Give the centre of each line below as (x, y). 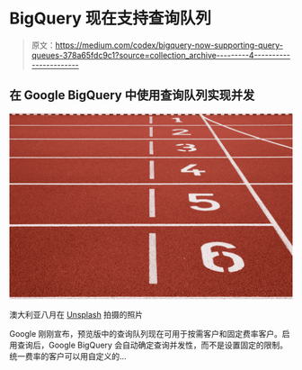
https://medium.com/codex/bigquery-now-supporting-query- (169, 45)
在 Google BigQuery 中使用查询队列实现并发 (132, 95)
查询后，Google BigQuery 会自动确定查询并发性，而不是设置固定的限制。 (152, 345)
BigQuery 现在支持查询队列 (110, 18)
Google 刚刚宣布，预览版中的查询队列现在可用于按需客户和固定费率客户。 (146, 333)
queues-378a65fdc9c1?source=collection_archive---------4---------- (160, 55)
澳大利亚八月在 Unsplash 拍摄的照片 (76, 314)
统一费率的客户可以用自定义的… (68, 356)
